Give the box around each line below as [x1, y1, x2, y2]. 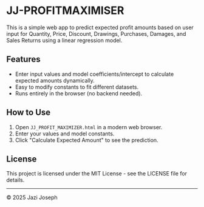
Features [6, 54, 41, 64]
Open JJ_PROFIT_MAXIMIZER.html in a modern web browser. [15, 123, 163, 131]
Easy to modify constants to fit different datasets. [15, 83, 139, 90]
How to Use [6, 107, 51, 118]
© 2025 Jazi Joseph [6, 194, 58, 201]
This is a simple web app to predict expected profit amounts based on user [6, 24, 194, 31]
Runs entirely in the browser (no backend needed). [15, 89, 143, 97]
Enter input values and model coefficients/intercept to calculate [15, 70, 174, 78]
